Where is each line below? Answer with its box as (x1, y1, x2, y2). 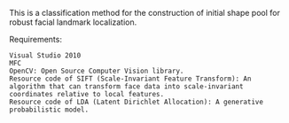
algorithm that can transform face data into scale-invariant (9, 82, 244, 91)
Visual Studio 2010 (9, 51, 82, 60)
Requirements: (9, 35, 62, 44)
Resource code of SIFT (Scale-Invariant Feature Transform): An (9, 74, 252, 83)
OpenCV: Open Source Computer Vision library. (9, 66, 184, 75)
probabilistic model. (9, 105, 90, 114)
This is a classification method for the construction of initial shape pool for (9, 8, 281, 18)
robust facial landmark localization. (9, 17, 137, 27)
